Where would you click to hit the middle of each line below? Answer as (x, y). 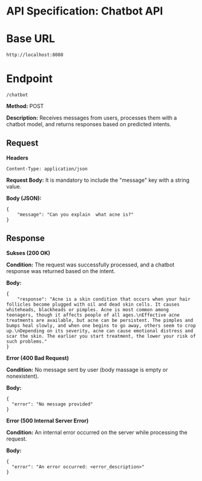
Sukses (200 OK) (28, 253)
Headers (17, 158)
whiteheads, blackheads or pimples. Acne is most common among (88, 309)
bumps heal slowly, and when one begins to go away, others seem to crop (101, 325)
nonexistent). (23, 376)
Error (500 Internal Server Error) (47, 421)
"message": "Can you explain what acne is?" (76, 215)
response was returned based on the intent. (61, 271)
